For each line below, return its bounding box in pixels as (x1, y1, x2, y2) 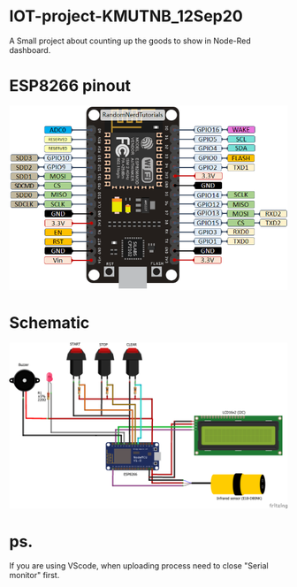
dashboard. (9, 44, 51, 55)
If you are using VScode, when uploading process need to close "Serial (9, 560, 269, 571)
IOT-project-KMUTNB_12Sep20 (9, 6, 243, 27)
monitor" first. (9, 570, 60, 581)
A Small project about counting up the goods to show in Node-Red (9, 35, 252, 46)
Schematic (9, 313, 90, 333)
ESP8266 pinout (9, 76, 131, 96)
